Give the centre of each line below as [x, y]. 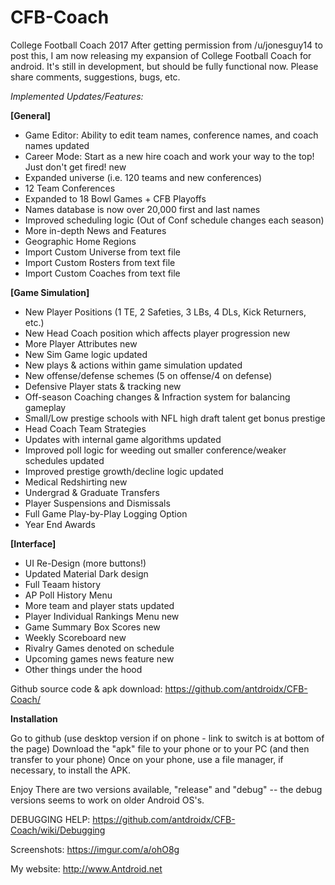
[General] [31, 115]
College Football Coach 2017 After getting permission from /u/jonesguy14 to [166, 45]
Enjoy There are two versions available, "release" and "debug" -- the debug [166, 789]
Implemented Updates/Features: [77, 96]
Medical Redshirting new [76, 482]
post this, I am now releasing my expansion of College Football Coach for [161, 55]
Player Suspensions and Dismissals [97, 503]
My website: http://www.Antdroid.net [86, 868]
